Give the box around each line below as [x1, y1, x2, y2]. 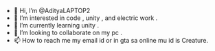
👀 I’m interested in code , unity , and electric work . [13, 14, 158, 22]
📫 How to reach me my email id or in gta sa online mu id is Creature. [13, 37, 208, 44]
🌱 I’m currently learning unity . [13, 21, 100, 29]
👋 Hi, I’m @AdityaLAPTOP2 [13, 7, 91, 14]
